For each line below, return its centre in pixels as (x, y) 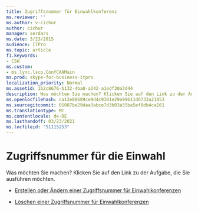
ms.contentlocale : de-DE (37, 116)
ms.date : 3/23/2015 (30, 39)
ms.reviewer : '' (26, 17)
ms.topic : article (29, 50)
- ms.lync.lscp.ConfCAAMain (41, 72)
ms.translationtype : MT (35, 111)
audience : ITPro (26, 45)
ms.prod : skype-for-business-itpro (50, 77)
